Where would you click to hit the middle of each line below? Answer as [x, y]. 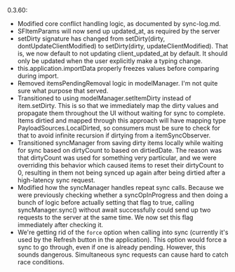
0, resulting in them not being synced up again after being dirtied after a [121, 172]
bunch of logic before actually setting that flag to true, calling [106, 202]
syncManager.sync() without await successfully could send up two [114, 210]
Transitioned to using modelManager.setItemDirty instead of [104, 98]
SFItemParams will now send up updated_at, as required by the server [119, 31]
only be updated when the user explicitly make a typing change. [110, 61]
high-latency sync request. [56, 180]
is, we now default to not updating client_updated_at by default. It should [122, 53]
